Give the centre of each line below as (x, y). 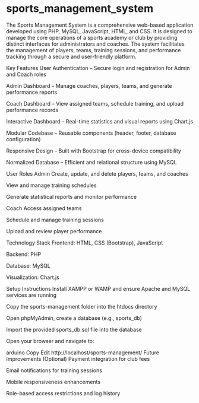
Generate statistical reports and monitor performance (72, 196)
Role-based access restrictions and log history (63, 393)
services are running (31, 295)
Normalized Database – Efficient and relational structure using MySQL (91, 162)
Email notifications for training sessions (54, 370)
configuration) (23, 139)
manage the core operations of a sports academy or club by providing (92, 37)
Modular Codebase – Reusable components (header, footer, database (91, 133)
